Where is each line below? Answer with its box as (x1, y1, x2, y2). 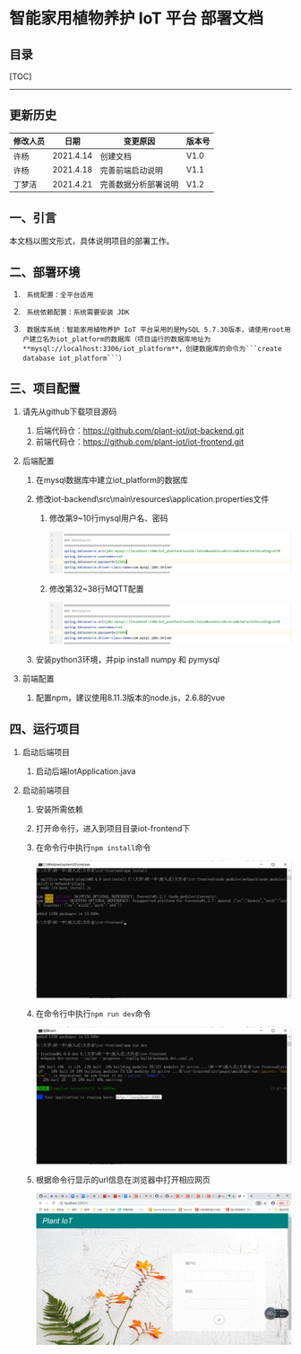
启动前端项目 (21, 785, 70, 796)
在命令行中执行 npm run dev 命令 (35, 1007, 151, 1019)
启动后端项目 (21, 747, 70, 758)
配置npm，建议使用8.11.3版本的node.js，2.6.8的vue (35, 692, 226, 703)
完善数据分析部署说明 (99, 179, 179, 189)
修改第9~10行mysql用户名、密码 (48, 513, 168, 523)
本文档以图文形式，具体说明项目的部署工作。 (9, 235, 175, 247)
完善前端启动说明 (99, 164, 164, 175)
